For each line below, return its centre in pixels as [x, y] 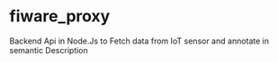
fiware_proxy [60, 16]
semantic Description [49, 50]
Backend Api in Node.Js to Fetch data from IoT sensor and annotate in [139, 41]
